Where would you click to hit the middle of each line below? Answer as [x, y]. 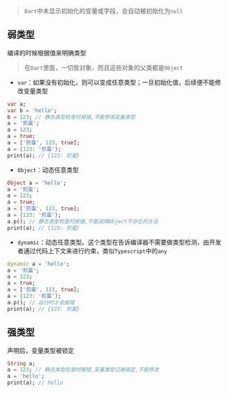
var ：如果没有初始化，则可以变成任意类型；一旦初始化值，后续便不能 [116, 82]
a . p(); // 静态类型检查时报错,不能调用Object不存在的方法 [82, 221]
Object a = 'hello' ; [37, 183]
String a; [21, 363]
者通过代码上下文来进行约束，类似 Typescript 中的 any [92, 251]
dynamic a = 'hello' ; [38, 264]
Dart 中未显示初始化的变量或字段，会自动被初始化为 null [104, 11]
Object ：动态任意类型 [48, 170]
